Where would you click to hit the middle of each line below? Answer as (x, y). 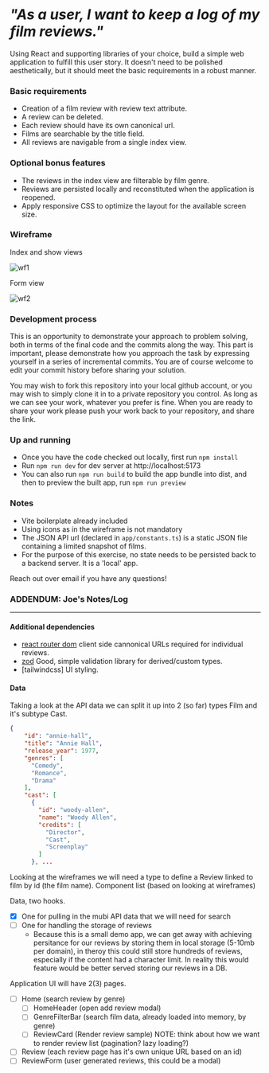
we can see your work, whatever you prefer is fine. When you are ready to (132, 403)
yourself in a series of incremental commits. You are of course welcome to (132, 362)
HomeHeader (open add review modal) (97, 1008)
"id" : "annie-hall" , (58, 736)
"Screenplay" (67, 847)
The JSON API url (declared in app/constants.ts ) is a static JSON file (134, 537)
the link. (23, 419)
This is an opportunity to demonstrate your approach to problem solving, (129, 337)
